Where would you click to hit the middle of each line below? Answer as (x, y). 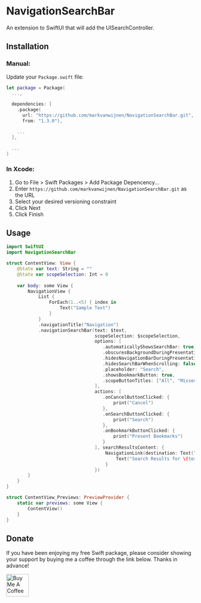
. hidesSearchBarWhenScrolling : (141, 364)
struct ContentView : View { (41, 263)
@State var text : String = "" (55, 269)
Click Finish (29, 214)
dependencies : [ (32, 104)
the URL (25, 195)
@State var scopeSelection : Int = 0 (63, 274)
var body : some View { (45, 286)
